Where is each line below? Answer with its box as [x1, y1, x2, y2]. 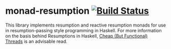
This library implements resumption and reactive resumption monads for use [5, 22, 166, 28]
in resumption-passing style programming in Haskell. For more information [5, 27, 162, 33]
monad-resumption [5, 5, 90, 17]
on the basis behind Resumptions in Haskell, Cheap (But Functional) [5, 33, 148, 39]
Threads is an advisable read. [5, 38, 68, 44]
